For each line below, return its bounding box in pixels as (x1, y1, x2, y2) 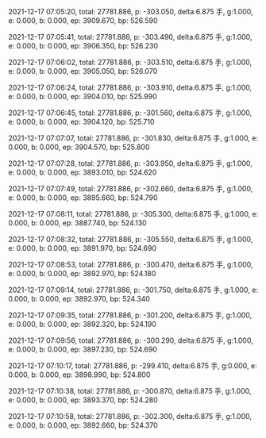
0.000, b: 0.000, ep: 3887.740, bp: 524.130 (8, 218, 147, 228)
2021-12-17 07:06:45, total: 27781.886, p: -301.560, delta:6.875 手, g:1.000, (8, 108, 253, 117)
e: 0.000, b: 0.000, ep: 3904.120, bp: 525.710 (8, 117, 155, 126)
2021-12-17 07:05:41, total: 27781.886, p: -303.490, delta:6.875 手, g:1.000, (8, 33, 253, 41)
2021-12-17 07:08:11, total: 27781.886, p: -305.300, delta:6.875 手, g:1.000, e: (8, 209, 259, 218)
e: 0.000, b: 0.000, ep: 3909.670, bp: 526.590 (8, 16, 158, 25)
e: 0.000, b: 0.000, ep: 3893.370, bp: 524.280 (8, 395, 159, 405)
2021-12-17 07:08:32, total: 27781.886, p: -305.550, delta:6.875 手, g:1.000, (8, 235, 253, 244)
